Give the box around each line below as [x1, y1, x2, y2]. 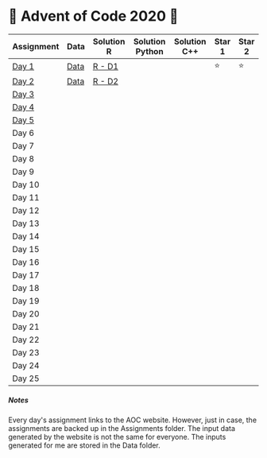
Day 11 [12, 192, 40, 203]
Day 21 [12, 321, 40, 332]
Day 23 [12, 347, 40, 358]
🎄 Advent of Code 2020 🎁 [8, 7, 179, 25]
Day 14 [12, 231, 40, 242]
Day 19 [12, 295, 40, 306]
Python [135, 45, 164, 56]
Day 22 [12, 334, 40, 345]
